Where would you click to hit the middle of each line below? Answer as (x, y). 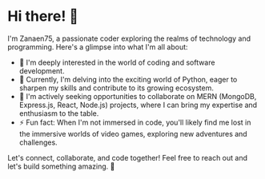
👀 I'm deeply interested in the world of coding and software (117, 62)
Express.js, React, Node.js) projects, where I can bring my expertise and (138, 105)
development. (42, 70)
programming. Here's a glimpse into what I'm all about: (98, 46)
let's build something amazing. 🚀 (61, 166)
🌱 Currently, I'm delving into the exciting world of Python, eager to (128, 79)
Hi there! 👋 (43, 16)
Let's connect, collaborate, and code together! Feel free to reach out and (128, 157)
